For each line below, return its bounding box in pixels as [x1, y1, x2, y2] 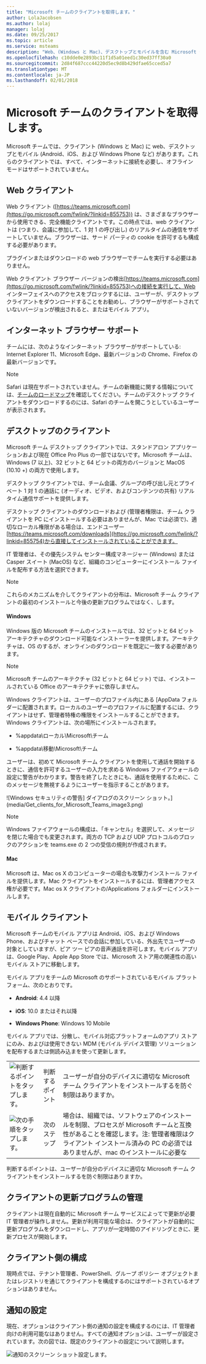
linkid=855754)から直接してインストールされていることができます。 [6, 537, 178, 544]
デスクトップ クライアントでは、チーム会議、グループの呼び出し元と [6, 479, 180, 487]
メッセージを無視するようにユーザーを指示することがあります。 [11, 781, 173, 788]
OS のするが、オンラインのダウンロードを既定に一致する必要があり [27, 642, 198, 649]
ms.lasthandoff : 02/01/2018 [6, 77, 78, 83]
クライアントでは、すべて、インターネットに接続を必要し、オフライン [17, 158, 194, 166]
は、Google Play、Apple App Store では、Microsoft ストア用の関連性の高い [6, 953, 197, 960]
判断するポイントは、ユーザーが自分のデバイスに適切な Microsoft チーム [6, 1164, 189, 1172]
